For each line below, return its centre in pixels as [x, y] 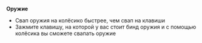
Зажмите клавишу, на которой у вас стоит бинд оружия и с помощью [106, 27]
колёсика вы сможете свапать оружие [66, 33]
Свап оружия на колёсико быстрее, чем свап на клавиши [90, 20]
